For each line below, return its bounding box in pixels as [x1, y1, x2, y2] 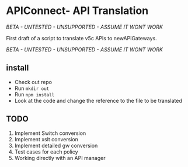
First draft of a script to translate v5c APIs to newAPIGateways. [6, 34, 157, 41]
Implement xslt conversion [14, 135, 79, 142]
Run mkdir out [14, 85, 50, 92]
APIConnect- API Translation [6, 4, 149, 18]
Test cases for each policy [14, 148, 78, 155]
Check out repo [14, 78, 53, 85]
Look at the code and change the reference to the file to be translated [14, 97, 182, 104]
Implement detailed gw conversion [14, 142, 98, 149]
